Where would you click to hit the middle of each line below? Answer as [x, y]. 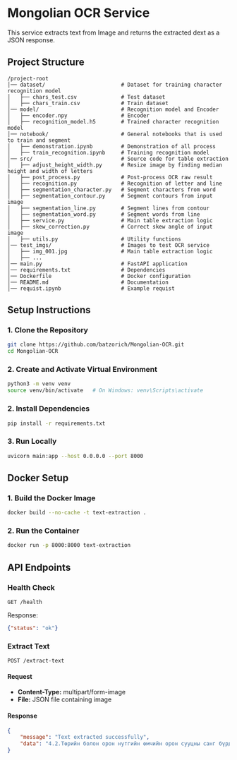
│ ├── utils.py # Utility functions [94, 239]
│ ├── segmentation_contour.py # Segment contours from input [110, 195]
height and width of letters [50, 171]
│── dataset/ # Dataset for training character [115, 85]
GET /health [25, 602]
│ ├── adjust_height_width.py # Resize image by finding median [115, 165]
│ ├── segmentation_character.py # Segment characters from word [112, 189]
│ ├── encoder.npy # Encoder [79, 115]
